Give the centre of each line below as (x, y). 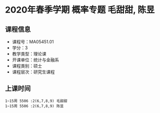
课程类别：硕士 (27, 66)
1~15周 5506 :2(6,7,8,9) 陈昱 (34, 106)
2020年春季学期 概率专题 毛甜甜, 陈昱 (80, 10)
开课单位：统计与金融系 (35, 60)
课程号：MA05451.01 (33, 42)
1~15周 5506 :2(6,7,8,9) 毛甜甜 (36, 101)
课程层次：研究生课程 (33, 72)
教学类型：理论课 (29, 54)
